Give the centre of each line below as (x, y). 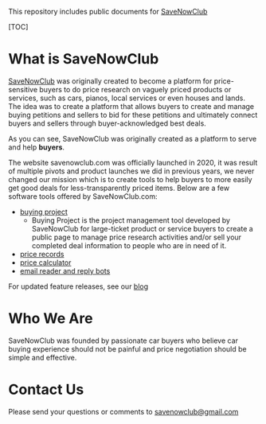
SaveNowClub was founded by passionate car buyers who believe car (123, 340)
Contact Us (46, 390)
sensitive (23, 89)
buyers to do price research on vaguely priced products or (135, 89)
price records (42, 254)
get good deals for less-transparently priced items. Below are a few (119, 188)
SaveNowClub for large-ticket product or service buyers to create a (142, 228)
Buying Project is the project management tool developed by (131, 220)
